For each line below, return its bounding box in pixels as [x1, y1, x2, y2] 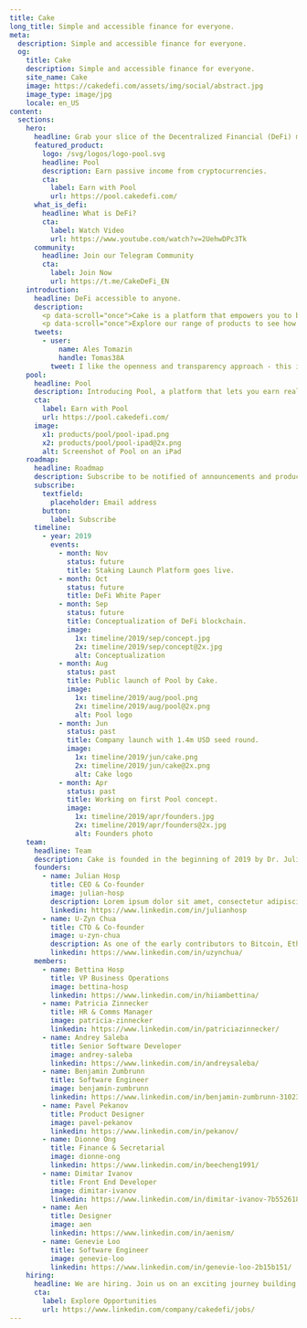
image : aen [49, 1220, 92, 1229]
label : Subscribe [49, 515, 117, 524]
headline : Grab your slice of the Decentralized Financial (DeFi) [33, 133, 292, 142]
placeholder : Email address [49, 497, 157, 507]
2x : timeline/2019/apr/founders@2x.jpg [74, 821, 227, 830]
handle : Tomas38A [58, 353, 125, 362]
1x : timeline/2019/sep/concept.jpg [74, 633, 210, 643]
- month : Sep [58, 600, 108, 609]
